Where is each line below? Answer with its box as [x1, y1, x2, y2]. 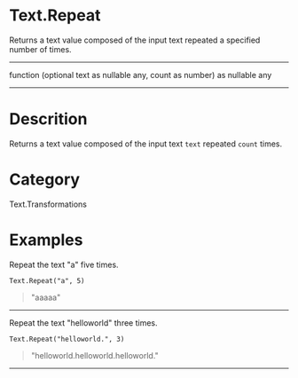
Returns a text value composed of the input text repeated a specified [9, 35, 261, 45]
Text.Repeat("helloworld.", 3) [9, 335, 125, 343]
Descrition [9, 109, 88, 130]
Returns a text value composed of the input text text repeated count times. [9, 138, 282, 149]
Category [9, 169, 81, 190]
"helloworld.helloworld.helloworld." [30, 350, 160, 360]
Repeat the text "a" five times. [9, 259, 119, 270]
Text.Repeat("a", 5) [9, 276, 86, 285]
